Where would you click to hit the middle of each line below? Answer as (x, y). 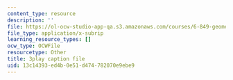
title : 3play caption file (46, 59)
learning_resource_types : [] (49, 40)
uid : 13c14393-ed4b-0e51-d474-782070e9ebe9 (71, 65)
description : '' (31, 20)
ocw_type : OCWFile (34, 46)
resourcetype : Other (37, 53)
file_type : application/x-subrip (55, 33)
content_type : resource (42, 14)
